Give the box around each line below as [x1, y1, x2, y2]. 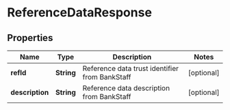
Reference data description [82, 83, 170, 93]
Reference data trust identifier [82, 64, 179, 73]
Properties [7, 32, 53, 44]
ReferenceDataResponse [7, 5, 153, 20]
